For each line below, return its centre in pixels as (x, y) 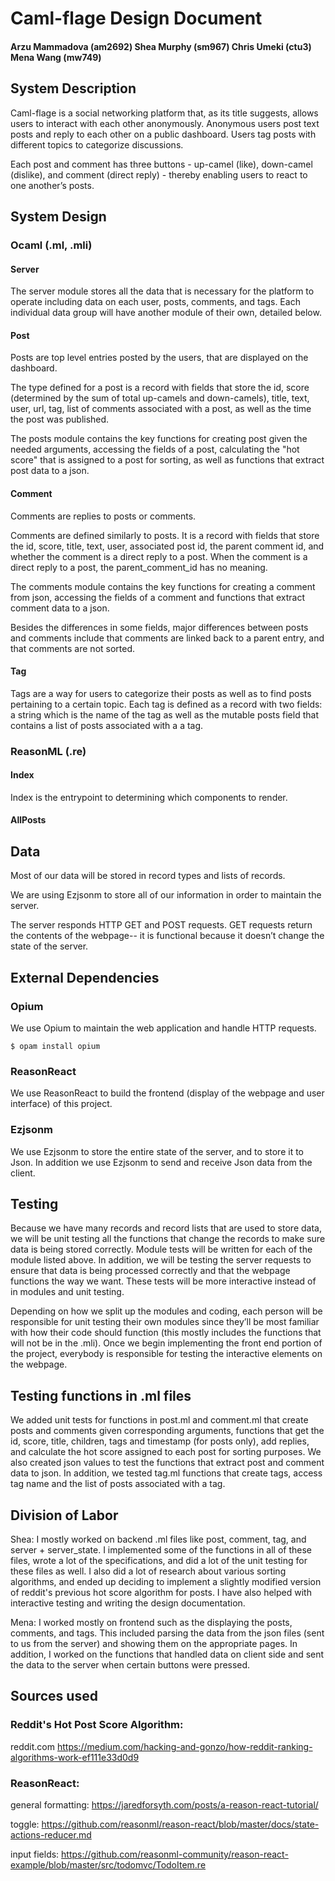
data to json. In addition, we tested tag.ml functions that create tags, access (166, 1473)
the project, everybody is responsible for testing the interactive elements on (166, 1354)
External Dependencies (85, 977)
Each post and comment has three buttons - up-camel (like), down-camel (161, 164)
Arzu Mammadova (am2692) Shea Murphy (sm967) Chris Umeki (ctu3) (161, 46)
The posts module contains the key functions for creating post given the (159, 439)
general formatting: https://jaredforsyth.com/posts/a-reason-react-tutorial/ (164, 1804)
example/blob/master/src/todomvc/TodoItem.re (108, 1864)
